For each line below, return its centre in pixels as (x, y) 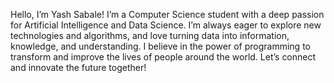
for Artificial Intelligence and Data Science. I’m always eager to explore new (166, 25)
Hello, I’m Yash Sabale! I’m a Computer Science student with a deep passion (167, 14)
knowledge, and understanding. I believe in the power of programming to (160, 46)
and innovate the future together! (78, 67)
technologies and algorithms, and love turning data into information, (150, 35)
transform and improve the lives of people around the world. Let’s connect (163, 57)
